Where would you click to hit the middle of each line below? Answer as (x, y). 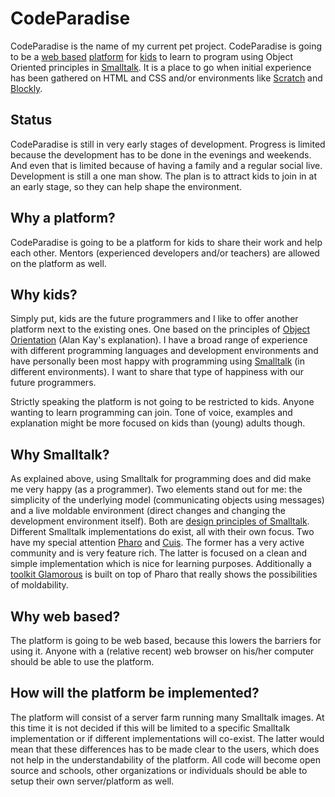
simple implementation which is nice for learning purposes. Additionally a (161, 564)
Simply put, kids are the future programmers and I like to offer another (154, 319)
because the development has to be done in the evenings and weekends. (161, 154)
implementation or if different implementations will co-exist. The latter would (167, 738)
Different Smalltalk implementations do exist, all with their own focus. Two (162, 532)
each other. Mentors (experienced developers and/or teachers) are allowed (165, 253)
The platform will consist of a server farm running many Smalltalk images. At (167, 717)
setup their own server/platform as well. (92, 781)
